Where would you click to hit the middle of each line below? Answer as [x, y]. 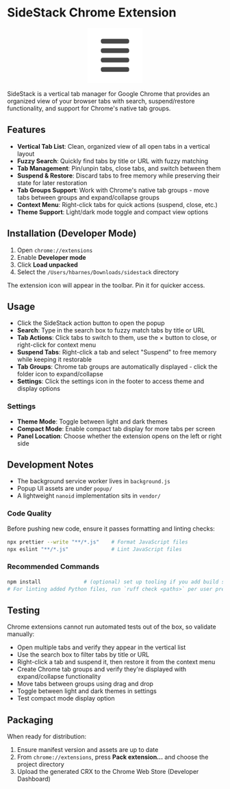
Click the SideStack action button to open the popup [91, 323]
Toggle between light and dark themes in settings [87, 691]
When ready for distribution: [47, 737]
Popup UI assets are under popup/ [65, 489]
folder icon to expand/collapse [60, 374]
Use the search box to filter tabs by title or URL [83, 655]
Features [26, 130]
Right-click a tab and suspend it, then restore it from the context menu [116, 662]
